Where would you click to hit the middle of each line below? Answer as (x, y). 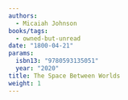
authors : (23, 16)
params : (21, 53)
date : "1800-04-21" (41, 46)
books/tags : (28, 31)
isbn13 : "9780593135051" (57, 61)
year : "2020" (37, 69)
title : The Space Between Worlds (64, 76)
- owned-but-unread (48, 38)
